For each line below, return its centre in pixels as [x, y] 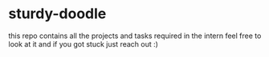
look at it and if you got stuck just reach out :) [84, 44]
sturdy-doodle [57, 14]
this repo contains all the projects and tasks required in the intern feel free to [135, 36]
